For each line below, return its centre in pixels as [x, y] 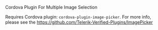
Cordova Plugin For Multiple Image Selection [51, 7]
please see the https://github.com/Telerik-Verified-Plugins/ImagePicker [79, 22]
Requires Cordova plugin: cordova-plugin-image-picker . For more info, [78, 17]
